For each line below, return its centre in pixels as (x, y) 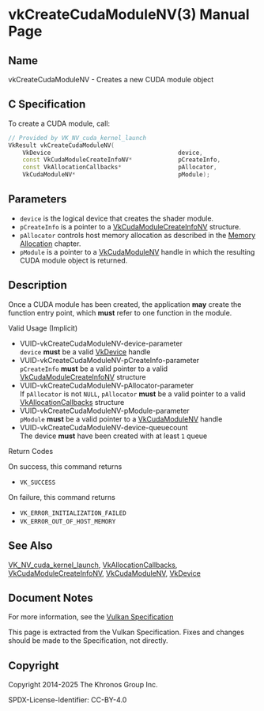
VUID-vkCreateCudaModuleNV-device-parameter (101, 343)
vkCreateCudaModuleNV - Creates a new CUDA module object (111, 79)
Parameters (38, 199)
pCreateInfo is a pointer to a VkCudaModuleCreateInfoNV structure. (130, 226)
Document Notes (51, 598)
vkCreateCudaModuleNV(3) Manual (129, 15)
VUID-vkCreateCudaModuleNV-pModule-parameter (104, 410)
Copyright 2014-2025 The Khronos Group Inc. (83, 685)
